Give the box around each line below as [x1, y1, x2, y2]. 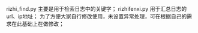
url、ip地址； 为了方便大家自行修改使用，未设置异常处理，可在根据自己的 [6, 13, 187, 20]
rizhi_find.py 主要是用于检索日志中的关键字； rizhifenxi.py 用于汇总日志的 [6, 5, 187, 12]
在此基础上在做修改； [11, 20, 64, 27]
